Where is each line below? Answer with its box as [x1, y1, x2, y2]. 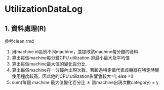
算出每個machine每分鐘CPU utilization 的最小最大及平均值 [11, 55, 130, 60]
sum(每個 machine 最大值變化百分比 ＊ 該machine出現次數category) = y [11, 80, 159, 85]
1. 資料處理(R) [4, 24, 46, 32]
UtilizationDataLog [4, 3, 83, 15]
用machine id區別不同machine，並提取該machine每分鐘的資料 [11, 49, 139, 55]
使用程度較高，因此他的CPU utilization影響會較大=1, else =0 [11, 73, 134, 79]
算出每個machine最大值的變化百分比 [11, 61, 86, 67]
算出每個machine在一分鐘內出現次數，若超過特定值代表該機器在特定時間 [11, 67, 160, 73]
